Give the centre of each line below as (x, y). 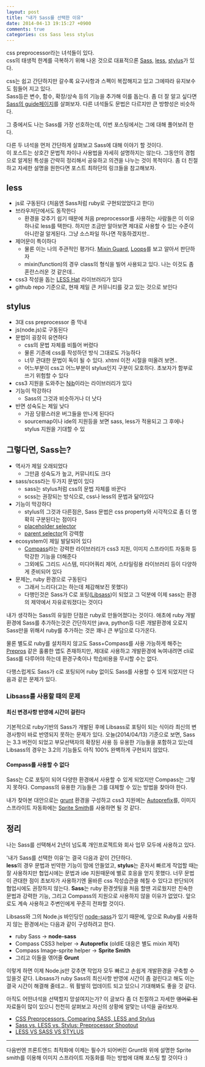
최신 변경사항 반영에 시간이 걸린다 (46, 712)
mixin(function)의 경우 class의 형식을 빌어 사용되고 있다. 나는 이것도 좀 (109, 264)
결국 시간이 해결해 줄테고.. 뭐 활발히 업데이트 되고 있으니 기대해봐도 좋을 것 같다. (101, 986)
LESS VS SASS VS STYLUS (49, 1032)
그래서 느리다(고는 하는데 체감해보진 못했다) (76, 587)
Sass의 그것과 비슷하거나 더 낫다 (63, 398)
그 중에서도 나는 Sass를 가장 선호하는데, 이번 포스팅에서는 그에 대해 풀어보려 (97, 125)
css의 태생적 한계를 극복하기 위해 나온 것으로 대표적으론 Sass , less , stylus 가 (97, 60)
